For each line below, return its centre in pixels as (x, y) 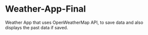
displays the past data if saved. (37, 27)
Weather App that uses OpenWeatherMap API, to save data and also (74, 22)
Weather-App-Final (45, 9)
